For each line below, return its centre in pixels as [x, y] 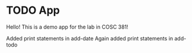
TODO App [33, 10]
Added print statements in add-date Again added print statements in [90, 38]
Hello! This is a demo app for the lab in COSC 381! [67, 27]
